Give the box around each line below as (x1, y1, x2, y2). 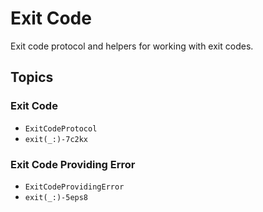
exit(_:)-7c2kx (24, 134, 89, 144)
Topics (10, 69, 54, 86)
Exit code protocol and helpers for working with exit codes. (10, 40, 254, 52)
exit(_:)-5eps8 (24, 192, 89, 202)
